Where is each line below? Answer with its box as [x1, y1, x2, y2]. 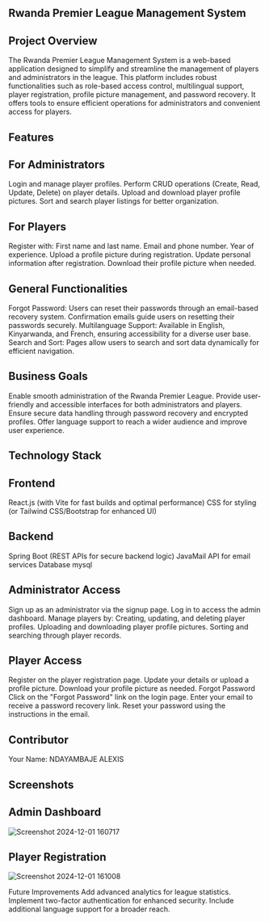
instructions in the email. [8, 709, 90, 719]
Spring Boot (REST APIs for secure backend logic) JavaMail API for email [8, 551, 250, 561]
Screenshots [8, 777, 74, 791]
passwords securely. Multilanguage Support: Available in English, [8, 321, 225, 330]
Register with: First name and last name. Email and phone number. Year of [8, 242, 254, 251]
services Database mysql [8, 559, 93, 569]
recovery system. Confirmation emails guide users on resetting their [8, 312, 235, 322]
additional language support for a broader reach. [8, 904, 170, 914]
